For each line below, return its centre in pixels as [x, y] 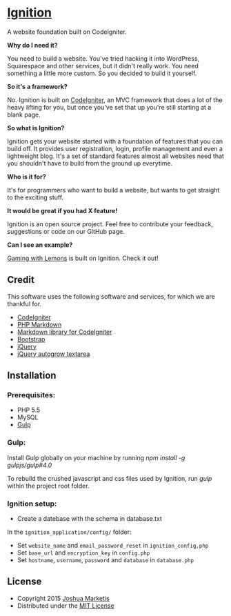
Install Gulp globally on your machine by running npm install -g [96, 457]
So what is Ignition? [36, 128]
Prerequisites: [31, 395]
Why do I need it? [33, 45]
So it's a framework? [37, 86]
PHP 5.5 [29, 410]
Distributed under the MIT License [66, 606]
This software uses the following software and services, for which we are [111, 296]
